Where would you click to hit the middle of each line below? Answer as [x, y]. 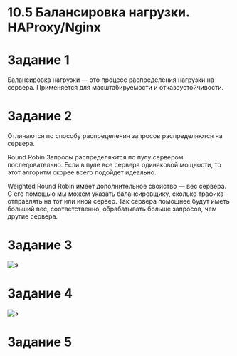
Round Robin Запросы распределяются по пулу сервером [95, 157]
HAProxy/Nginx [54, 27]
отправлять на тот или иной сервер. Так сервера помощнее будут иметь [118, 201]
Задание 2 [40, 116]
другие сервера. [33, 216]
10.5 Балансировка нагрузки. [99, 12]
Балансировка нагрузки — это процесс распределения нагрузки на [111, 80]
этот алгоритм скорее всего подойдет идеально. [82, 172]
